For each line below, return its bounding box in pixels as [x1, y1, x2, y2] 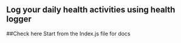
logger [6, 14, 32, 24]
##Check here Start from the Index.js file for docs [6, 30, 131, 37]
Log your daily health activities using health [6, 5, 176, 15]
